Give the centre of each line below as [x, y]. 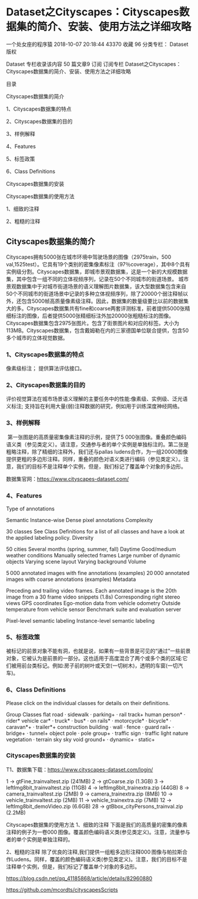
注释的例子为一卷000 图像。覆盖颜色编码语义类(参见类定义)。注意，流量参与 [98, 832]
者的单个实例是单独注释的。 [40, 839]
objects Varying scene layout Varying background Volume [76, 562]
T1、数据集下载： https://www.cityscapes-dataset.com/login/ [80, 769]
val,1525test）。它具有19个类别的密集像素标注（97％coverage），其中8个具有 [98, 264]
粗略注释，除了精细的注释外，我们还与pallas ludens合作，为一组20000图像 [97, 452]
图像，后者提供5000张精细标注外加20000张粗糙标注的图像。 [100, 316]
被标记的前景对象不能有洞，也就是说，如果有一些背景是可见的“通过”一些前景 [98, 651]
